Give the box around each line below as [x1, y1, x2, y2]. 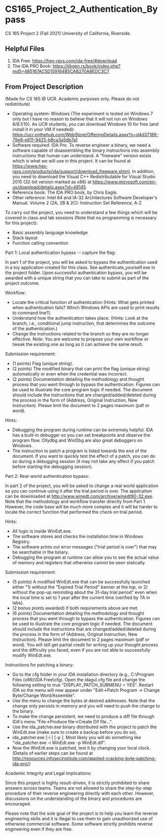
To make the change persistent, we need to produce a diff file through [12, 713, 155, 719]
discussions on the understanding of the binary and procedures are [5, 795, 142, 801]
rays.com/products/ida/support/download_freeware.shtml [12, 168, 130, 174]
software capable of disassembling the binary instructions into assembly [12, 147, 160, 153]
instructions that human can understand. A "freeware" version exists [12, 152, 152, 159]
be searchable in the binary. [12, 549, 69, 555]
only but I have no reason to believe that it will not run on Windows [12, 116, 148, 122]
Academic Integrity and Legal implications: [5, 770, 92, 776]
